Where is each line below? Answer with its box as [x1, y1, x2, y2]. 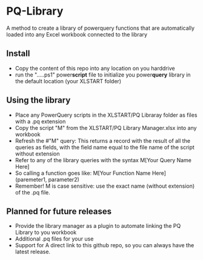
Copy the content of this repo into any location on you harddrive [15, 64, 175, 72]
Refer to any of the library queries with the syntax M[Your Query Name [15, 156, 192, 163]
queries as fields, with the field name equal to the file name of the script [15, 143, 195, 151]
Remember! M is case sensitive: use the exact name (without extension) [15, 182, 195, 190]
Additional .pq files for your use [15, 235, 94, 242]
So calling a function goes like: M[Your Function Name [15, 169, 151, 177]
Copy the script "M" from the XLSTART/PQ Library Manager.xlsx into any [15, 124, 197, 131]
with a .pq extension [15, 117, 66, 125]
